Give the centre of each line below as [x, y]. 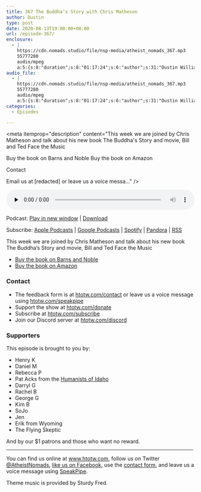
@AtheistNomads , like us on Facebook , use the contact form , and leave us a [100, 465]
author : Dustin [25, 17]
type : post [20, 23]
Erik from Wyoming [39, 423]
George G [27, 398]
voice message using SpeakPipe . [47, 471]
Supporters [23, 335]
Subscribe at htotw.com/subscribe [57, 313]
